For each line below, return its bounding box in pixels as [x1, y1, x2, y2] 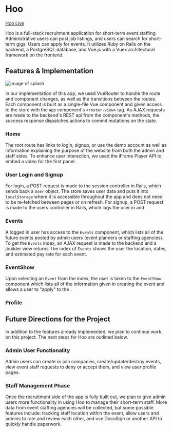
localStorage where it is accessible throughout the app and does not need [5, 193, 163, 200]
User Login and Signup [5, 171, 63, 178]
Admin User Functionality [5, 347, 70, 354]
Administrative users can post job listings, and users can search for [5, 35, 148, 42]
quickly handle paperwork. [5, 421, 62, 427]
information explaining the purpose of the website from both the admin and [5, 147, 164, 154]
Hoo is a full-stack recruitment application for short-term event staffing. [5, 30, 157, 36]
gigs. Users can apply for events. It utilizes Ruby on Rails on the [16, 41, 151, 47]
